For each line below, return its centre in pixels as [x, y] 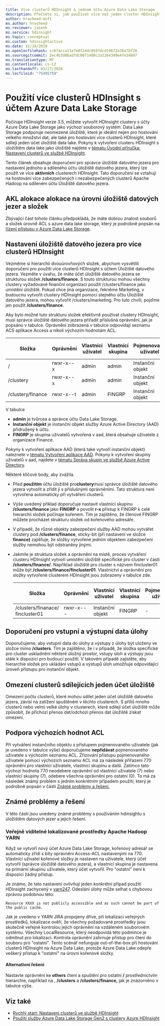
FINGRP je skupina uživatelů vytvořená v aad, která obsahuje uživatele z [86, 435]
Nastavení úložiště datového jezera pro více [74, 244]
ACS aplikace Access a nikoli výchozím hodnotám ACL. [61, 330]
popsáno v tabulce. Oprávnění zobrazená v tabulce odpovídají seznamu [78, 325]
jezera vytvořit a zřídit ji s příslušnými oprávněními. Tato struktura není [83, 489]
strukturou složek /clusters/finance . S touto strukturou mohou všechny [78, 279]
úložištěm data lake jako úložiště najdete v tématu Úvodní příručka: [73, 148]
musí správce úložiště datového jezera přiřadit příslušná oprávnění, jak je [79, 320]
